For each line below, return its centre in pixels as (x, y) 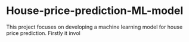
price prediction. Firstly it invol (43, 33)
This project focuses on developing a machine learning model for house (94, 27)
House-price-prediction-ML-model (95, 11)
